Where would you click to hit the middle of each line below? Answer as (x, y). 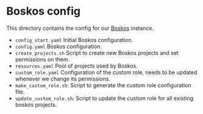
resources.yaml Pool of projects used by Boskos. (77, 66)
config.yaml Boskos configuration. (59, 46)
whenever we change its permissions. (63, 79)
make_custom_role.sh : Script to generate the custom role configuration (103, 85)
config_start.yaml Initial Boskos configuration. (74, 40)
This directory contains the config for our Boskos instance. (80, 28)
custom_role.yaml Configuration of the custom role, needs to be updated (106, 72)
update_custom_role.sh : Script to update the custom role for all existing (104, 98)
